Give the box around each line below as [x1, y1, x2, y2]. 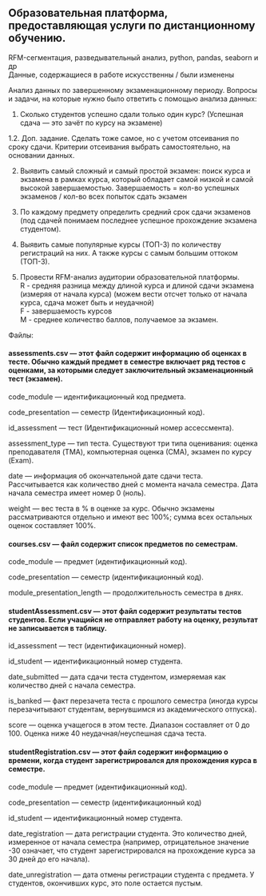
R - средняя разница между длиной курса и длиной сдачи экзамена [19, 281, 254, 290]
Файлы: [8, 330, 34, 340]
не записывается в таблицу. [8, 623, 108, 632]
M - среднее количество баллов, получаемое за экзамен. [19, 314, 219, 324]
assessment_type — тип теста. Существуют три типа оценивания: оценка [8, 438, 258, 448]
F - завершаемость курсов [19, 306, 113, 316]
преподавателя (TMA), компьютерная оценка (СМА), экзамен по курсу [8, 447, 252, 457]
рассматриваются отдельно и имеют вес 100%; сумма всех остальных [8, 512, 253, 522]
